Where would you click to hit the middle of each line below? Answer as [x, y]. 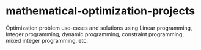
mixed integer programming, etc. [47, 40]
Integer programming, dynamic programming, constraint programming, [95, 34]
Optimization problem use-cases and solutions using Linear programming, [99, 28]
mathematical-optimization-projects [100, 11]
